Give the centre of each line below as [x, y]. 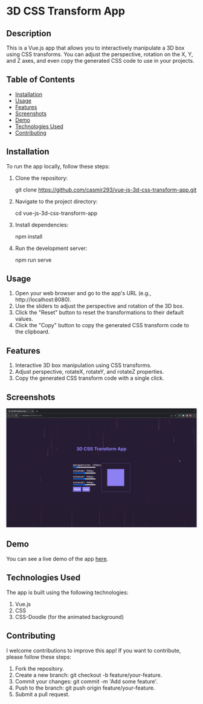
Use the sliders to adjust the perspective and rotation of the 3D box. [99, 306]
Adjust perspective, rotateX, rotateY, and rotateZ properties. [89, 372]
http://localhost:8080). [43, 299]
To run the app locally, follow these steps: [58, 166]
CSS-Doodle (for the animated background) [69, 616]
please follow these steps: [39, 657]
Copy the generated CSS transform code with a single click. [89, 378]
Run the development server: [51, 248]
